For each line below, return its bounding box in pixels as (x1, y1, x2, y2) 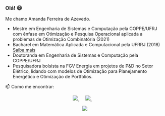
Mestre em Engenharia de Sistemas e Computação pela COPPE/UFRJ (12, 26, 157, 32)
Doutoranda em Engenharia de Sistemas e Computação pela (12, 52, 139, 58)
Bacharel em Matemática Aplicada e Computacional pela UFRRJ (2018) (12, 42, 160, 48)
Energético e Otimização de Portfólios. (12, 74, 93, 80)
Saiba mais (12, 47, 36, 53)
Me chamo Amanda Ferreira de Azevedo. (5, 16, 91, 22)
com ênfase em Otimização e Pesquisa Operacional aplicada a (12, 31, 143, 37)
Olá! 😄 (5, 5, 22, 12)
